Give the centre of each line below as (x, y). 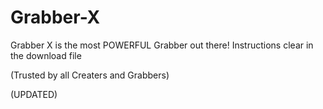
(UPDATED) (34, 94)
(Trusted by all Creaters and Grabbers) (90, 75)
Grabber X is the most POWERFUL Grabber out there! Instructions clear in (162, 45)
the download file (46, 55)
